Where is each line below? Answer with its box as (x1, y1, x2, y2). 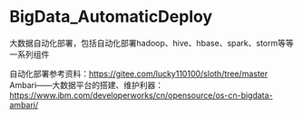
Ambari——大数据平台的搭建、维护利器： (9, 79, 164, 90)
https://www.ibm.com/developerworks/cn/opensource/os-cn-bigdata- (9, 89, 274, 101)
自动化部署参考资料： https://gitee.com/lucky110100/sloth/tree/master (9, 68, 269, 79)
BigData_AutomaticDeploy (9, 6, 213, 27)
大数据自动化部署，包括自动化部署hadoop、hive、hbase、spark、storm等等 (9, 37, 295, 48)
